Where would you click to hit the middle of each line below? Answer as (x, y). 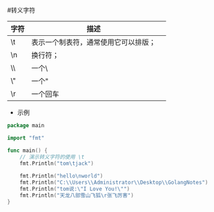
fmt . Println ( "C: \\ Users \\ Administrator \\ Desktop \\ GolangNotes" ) (114, 183)
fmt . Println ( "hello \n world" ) (61, 176)
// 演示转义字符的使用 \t (52, 157)
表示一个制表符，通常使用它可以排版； (94, 42)
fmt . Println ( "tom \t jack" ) (57, 163)
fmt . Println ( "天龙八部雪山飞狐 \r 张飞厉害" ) (77, 195)
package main (26, 126)
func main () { (28, 151)
